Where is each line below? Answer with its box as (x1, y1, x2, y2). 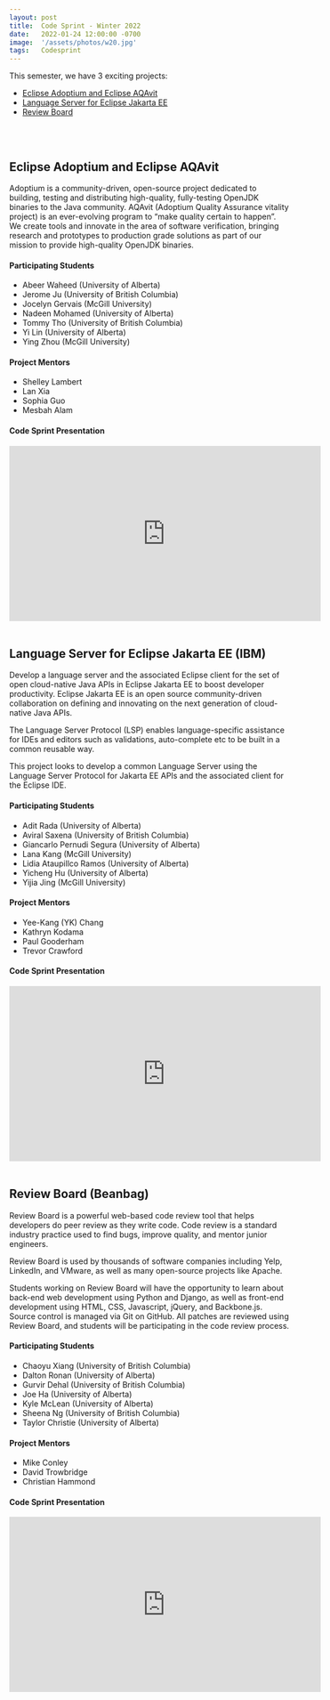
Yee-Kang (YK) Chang (21, 917, 104, 927)
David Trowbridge (21, 1467, 88, 1477)
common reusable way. (9, 744, 95, 755)
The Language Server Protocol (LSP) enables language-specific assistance (9, 725, 285, 735)
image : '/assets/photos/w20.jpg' (9, 37, 138, 47)
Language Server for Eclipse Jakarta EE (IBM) (9, 646, 267, 661)
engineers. (9, 1238, 49, 1249)
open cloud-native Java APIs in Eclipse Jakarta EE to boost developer (9, 679, 265, 690)
